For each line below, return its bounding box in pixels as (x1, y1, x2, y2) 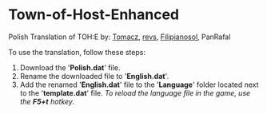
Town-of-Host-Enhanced (8, 6, 180, 24)
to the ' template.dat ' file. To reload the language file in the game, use (19, 88, 251, 97)
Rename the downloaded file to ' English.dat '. (19, 71, 169, 81)
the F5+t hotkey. (19, 96, 74, 106)
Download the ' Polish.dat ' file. (19, 62, 121, 73)
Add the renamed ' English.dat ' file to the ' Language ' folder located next (19, 80, 259, 89)
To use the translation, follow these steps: (8, 47, 146, 57)
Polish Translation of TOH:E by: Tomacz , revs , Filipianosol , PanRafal (8, 32, 231, 41)
